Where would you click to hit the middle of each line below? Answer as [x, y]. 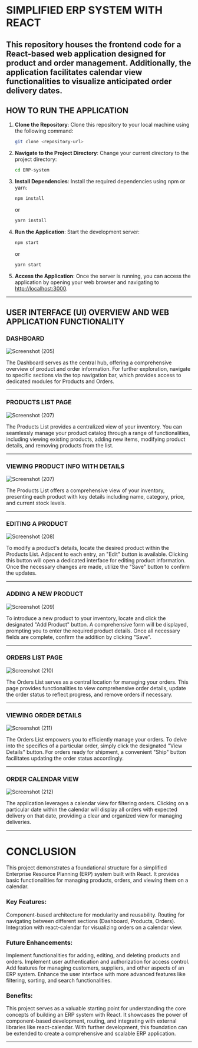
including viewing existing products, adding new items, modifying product [96, 439]
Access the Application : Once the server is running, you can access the [103, 276]
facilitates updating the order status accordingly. [65, 759]
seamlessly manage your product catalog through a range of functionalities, [98, 433]
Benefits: [20, 996]
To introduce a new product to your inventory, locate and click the [86, 618]
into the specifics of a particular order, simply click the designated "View [94, 746]
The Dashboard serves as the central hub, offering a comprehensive [89, 362]
